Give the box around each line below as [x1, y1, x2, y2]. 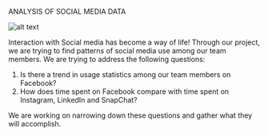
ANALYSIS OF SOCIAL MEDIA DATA [8, 7, 126, 16]
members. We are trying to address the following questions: [8, 55, 206, 64]
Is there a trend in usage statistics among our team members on [19, 70, 231, 79]
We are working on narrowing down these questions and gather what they [8, 111, 253, 120]
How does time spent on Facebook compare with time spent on [19, 87, 230, 96]
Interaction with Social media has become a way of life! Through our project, [8, 37, 260, 47]
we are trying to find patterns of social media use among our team [8, 46, 226, 55]
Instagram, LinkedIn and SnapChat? [19, 95, 138, 104]
